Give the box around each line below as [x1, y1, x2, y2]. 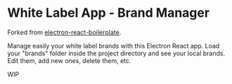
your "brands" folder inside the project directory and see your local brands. [7, 49, 226, 57]
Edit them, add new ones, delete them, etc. [7, 56, 131, 64]
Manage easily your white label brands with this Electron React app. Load [7, 41, 220, 50]
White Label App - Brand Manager [7, 5, 210, 21]
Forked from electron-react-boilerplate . [7, 28, 122, 36]
